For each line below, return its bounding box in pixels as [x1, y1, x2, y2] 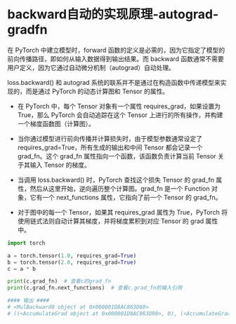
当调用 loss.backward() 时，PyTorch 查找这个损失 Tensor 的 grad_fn [17, 175, 214, 184]
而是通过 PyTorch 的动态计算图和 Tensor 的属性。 [25, 87, 169, 95]
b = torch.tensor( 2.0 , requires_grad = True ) [7, 259, 137, 266]
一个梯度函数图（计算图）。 [17, 119, 95, 128]
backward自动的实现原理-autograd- [7, 6, 219, 22]
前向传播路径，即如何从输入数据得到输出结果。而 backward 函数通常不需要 [7, 54, 225, 63]
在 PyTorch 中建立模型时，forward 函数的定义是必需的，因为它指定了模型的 [7, 46, 225, 54]
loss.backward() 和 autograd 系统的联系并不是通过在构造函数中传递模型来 [7, 78, 221, 86]
